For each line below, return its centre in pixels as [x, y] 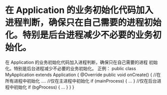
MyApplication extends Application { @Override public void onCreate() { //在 [83, 75]
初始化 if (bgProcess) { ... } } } [44, 87]
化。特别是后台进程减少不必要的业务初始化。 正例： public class [71, 68]
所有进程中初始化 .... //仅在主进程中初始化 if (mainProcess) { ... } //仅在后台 [81, 81]
